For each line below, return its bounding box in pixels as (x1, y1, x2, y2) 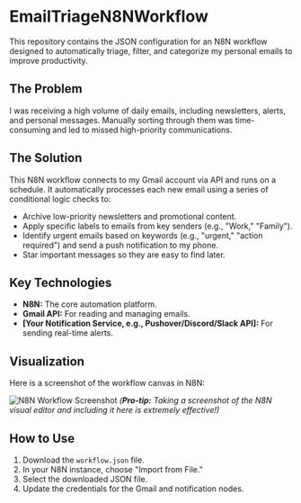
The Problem (9, 81, 83, 96)
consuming (9, 124, 51, 135)
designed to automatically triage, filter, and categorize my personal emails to (9, 45, 293, 56)
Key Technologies (9, 274, 112, 290)
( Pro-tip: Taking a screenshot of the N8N (119, 395, 272, 406)
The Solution (9, 150, 83, 166)
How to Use (9, 430, 75, 446)
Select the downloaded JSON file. (22, 474, 148, 484)
